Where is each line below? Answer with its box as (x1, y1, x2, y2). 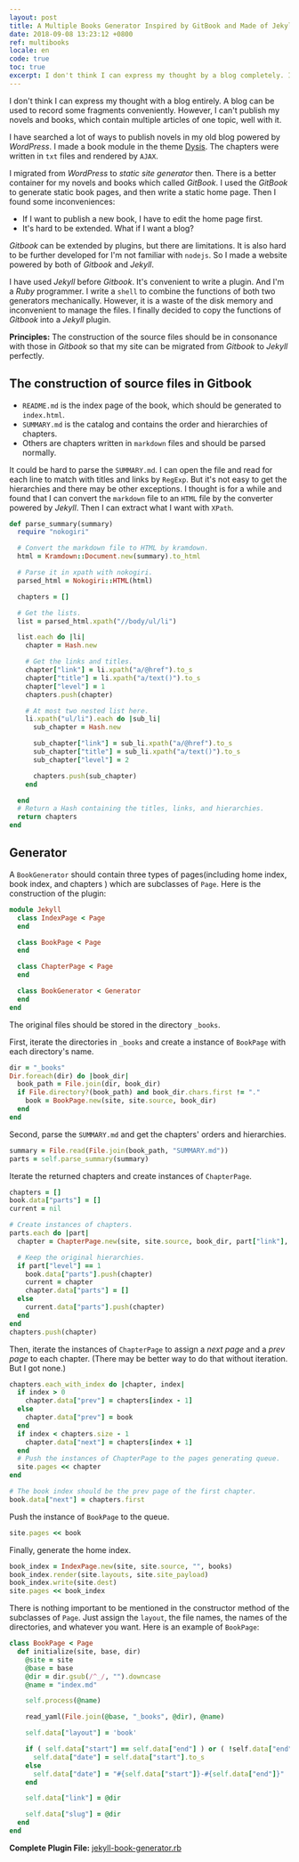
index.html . (21, 409, 65, 419)
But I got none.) (9, 1362, 67, 1373)
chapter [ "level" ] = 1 (25, 682, 105, 691)
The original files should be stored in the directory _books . (9, 1019, 221, 1029)
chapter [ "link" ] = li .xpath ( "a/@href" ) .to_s (25, 665, 193, 675)
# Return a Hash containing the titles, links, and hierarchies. (17, 804, 265, 813)
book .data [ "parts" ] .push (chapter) (25, 1270, 153, 1279)
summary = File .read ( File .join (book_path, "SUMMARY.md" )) (9, 1146, 229, 1155)
